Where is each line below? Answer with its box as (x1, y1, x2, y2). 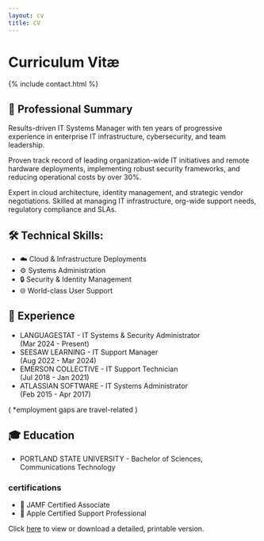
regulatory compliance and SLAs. (8, 205, 117, 214)
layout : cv (8, 11, 44, 20)
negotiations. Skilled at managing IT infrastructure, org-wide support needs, (8, 196, 257, 206)
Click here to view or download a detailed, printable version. (8, 524, 205, 533)
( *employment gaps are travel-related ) (8, 405, 138, 414)
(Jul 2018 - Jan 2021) (19, 372, 90, 382)
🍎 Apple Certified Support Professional (19, 508, 147, 518)
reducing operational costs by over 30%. (8, 172, 142, 182)
